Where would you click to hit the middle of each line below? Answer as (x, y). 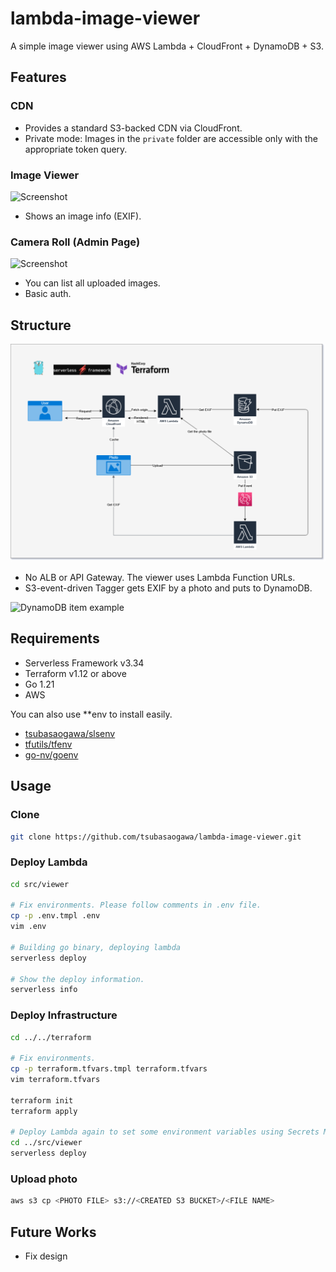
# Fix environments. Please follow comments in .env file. (136, 905)
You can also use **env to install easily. (91, 714)
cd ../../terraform (51, 1037)
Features (38, 77)
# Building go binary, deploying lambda (96, 947)
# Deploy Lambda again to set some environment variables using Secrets (165, 1132)
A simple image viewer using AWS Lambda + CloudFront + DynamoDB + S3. (167, 46)
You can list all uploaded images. (92, 283)
